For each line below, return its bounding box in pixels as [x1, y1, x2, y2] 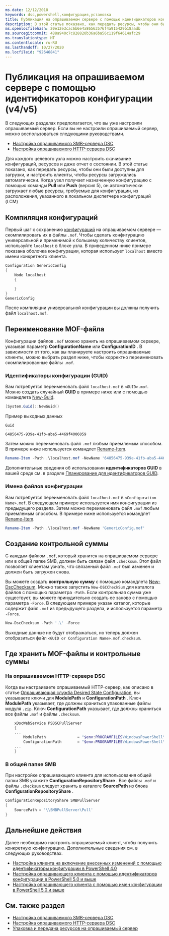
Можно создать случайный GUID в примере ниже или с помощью [5, 389, 148, 395]
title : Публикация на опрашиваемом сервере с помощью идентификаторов [5, 17, 156, 22]
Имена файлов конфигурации [5, 483, 83, 490]
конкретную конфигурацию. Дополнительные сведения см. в [5, 845, 138, 851]
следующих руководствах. [5, 850, 63, 856]
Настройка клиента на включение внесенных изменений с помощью [12, 860, 162, 866]
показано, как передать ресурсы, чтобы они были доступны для [5, 166, 144, 172]
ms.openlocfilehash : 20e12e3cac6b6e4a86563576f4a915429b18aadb [5, 26, 141, 31]
